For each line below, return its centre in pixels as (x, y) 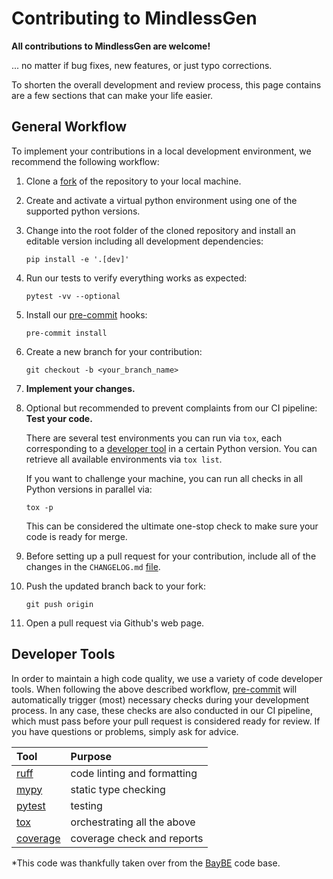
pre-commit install (66, 333)
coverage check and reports (137, 838)
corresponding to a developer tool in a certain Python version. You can (171, 448)
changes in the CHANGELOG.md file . (93, 566)
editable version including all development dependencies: (144, 241)
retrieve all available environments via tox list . (124, 459)
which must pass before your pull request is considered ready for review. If (166, 721)
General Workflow (69, 127)
